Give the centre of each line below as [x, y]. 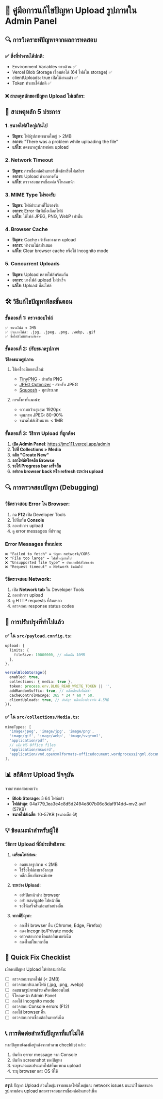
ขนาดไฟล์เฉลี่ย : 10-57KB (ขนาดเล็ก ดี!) [45, 815]
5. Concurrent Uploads [32, 264]
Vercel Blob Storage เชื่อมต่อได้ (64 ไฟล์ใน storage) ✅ [62, 72]
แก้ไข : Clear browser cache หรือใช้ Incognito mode [60, 251]
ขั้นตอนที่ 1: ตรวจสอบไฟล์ [29, 318]
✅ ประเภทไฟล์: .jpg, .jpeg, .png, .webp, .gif [50, 332]
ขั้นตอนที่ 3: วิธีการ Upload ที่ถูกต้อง [40, 433]
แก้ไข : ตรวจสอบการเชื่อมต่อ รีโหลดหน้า [43, 182]
